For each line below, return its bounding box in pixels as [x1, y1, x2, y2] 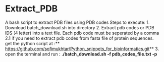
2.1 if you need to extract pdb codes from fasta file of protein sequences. [5, 35, 154, 41]
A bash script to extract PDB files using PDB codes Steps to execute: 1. [5, 19, 150, 25]
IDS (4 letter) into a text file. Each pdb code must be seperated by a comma [5, 30, 160, 36]
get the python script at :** [5, 40, 60, 46]
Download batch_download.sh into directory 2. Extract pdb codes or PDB [5, 24, 155, 30]
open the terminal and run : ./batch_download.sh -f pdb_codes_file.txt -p [5, 51, 158, 57]
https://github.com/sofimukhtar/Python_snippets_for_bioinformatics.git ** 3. [5, 46, 160, 52]
